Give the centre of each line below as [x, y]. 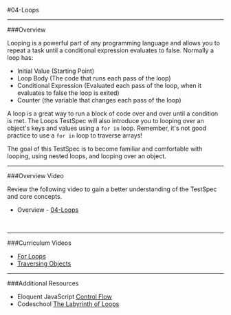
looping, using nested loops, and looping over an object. [87, 156]
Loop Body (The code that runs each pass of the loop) [94, 78]
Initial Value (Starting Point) [56, 71]
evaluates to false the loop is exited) [68, 93]
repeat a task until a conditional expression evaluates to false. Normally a [111, 50]
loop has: [20, 57]
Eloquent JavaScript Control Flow [64, 296]
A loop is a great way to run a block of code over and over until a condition [113, 113]
